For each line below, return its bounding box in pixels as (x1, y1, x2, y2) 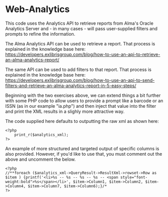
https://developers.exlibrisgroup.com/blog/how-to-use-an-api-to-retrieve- (5, 51, 160, 57)
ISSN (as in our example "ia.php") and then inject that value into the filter (5, 103, 156, 109)
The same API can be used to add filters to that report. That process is (5, 67, 152, 73)
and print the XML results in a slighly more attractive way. (5, 108, 125, 114)
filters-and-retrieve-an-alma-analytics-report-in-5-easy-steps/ (5, 82, 136, 89)
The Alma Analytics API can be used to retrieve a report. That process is (5, 40, 155, 46)
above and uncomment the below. (5, 156, 76, 162)
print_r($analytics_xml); (14, 132, 69, 137)
